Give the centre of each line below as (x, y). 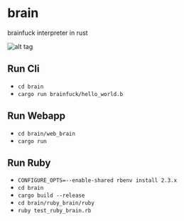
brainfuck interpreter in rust (48, 33)
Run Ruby (29, 162)
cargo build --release (51, 196)
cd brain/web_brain (47, 134)
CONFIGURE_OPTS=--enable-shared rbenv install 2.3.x (97, 180)
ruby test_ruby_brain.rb (54, 211)
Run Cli (23, 69)
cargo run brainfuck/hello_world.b (70, 94)
